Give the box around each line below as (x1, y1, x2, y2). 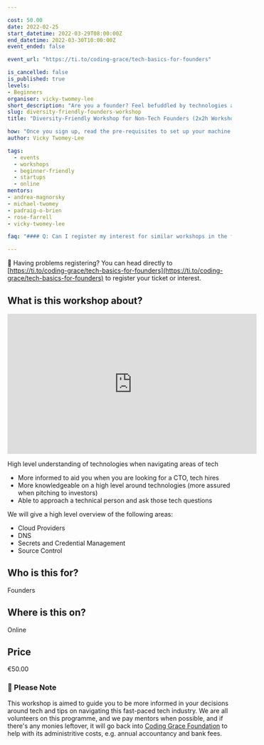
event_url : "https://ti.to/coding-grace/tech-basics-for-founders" (7, 56, 212, 63)
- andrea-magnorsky (7, 194, 65, 201)
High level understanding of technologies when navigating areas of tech (7, 460, 219, 468)
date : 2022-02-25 (7, 23, 59, 31)
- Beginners (7, 88, 43, 96)
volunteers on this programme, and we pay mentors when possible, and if (7, 714, 223, 722)
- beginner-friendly (14, 167, 75, 174)
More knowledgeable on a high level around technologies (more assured (17, 481, 231, 490)
